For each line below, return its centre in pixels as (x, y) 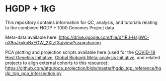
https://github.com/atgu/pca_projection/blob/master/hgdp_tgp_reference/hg (83, 68)
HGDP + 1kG (30, 9)
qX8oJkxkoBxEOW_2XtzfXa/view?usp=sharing (53, 42)
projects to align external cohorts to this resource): (57, 63)
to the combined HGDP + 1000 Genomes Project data (60, 27)
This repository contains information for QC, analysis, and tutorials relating (82, 22)
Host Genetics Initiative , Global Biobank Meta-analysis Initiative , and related (83, 57)
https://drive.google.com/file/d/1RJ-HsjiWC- (104, 37)
